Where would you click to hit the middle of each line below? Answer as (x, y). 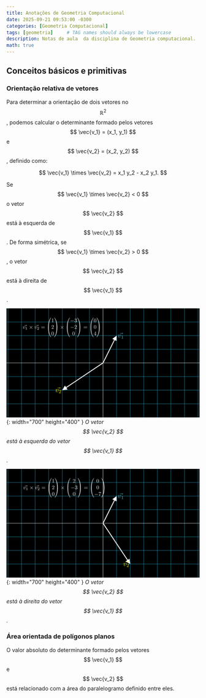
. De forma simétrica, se (36, 242)
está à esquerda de (31, 223)
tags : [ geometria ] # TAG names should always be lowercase (89, 33)
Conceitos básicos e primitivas (67, 71)
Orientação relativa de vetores (53, 88)
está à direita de (27, 281)
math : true (20, 45)
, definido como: (27, 161)
